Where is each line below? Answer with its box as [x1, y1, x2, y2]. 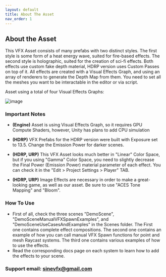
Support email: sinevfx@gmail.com [5, 265, 93, 272]
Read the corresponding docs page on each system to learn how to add [12, 247, 160, 253]
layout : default [5, 7, 39, 12]
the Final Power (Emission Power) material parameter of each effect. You [12, 162, 161, 168]
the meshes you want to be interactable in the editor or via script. [5, 79, 139, 85]
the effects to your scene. [12, 253, 65, 259]
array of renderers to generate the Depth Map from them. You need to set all [5, 74, 161, 80]
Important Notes [5, 111, 46, 118]
